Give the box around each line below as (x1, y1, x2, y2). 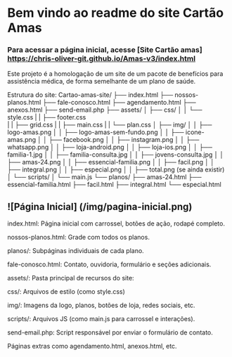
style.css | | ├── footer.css (7, 113, 86, 122)
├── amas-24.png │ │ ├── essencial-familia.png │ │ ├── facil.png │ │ (7, 158, 214, 167)
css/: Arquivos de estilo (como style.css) (7, 287, 125, 296)
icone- (185, 128, 205, 136)
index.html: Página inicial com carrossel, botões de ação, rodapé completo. (7, 219, 225, 228)
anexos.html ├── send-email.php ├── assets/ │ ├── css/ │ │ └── (7, 105, 202, 114)
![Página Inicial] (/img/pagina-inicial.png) (7, 200, 193, 212)
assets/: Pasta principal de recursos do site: (7, 274, 135, 283)
